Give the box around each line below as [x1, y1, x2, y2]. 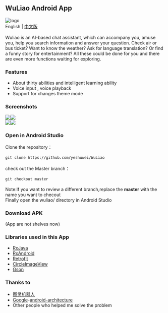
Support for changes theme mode [12, 91, 83, 97]
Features [5, 68, 28, 75]
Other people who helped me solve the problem [12, 302, 112, 308]
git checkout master [5, 176, 49, 181]
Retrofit [12, 256, 28, 262]
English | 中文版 [5, 23, 38, 29]
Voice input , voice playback [12, 85, 72, 91]
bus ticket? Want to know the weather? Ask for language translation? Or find [5, 45, 163, 51]
